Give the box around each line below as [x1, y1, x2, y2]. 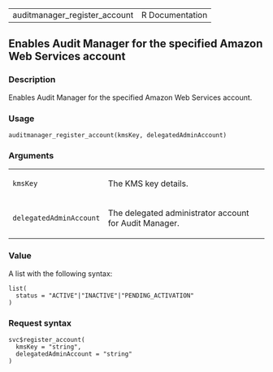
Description [8, 74, 56, 85]
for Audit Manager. [107, 218, 180, 229]
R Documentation [141, 10, 208, 20]
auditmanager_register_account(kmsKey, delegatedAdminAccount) [8, 131, 227, 139]
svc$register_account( [8, 335, 85, 344]
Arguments [8, 149, 54, 161]
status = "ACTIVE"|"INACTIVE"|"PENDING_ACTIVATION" [15, 292, 195, 300]
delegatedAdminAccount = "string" [15, 349, 132, 358]
